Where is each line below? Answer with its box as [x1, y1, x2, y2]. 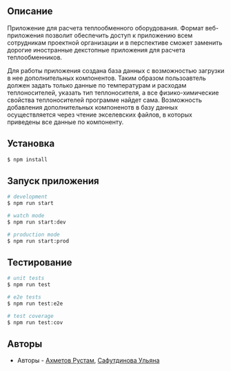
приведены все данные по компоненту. [7, 117, 124, 126]
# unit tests [7, 275, 45, 282]
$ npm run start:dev [7, 219, 67, 225]
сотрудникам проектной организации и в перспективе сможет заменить [7, 38, 223, 47]
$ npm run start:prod [7, 237, 70, 244]
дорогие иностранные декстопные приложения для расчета [7, 46, 185, 54]
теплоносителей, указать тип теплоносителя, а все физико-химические [7, 88, 219, 97]
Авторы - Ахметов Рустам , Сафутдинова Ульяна [17, 357, 160, 365]
